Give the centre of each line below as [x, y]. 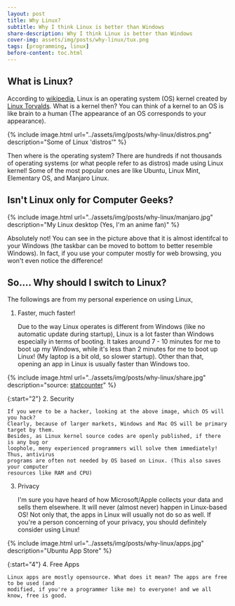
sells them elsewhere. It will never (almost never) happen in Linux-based [122, 508]
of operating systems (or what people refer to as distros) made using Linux [115, 163]
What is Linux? [40, 82]
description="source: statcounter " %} [62, 385]
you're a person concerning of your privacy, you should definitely [112, 522]
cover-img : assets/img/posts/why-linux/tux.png [78, 40]
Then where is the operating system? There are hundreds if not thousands [115, 155]
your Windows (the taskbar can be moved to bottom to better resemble [110, 245]
